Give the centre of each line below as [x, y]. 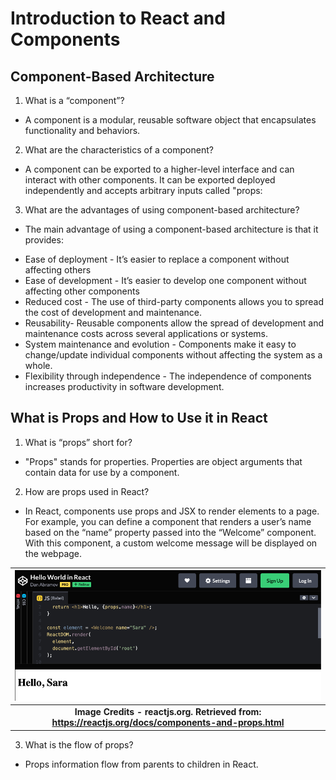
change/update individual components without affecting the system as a [173, 355]
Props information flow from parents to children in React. [141, 764]
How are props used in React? [87, 491]
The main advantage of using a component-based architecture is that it [171, 229]
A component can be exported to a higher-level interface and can [159, 169]
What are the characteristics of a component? [119, 150]
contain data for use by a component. [102, 472]
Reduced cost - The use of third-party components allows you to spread [174, 301]
